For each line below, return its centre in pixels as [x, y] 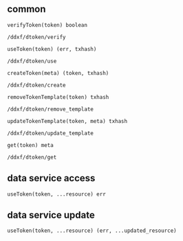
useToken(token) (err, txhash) [52, 49]
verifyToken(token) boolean [47, 25]
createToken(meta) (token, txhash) [58, 73]
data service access [51, 178]
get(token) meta [30, 145]
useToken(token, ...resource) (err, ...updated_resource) [92, 231]
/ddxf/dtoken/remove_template [51, 109]
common [26, 9]
